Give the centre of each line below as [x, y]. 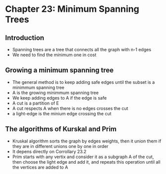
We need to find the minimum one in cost [54, 55]
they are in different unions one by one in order [60, 146]
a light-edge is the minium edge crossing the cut [62, 113]
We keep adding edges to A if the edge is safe [59, 98]
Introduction [25, 38]
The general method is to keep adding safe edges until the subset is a [83, 82]
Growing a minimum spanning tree [59, 70]
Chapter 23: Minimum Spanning [72, 9]
